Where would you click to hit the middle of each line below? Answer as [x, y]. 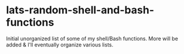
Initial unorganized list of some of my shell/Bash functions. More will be [92, 38]
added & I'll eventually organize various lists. [60, 45]
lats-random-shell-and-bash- [80, 10]
